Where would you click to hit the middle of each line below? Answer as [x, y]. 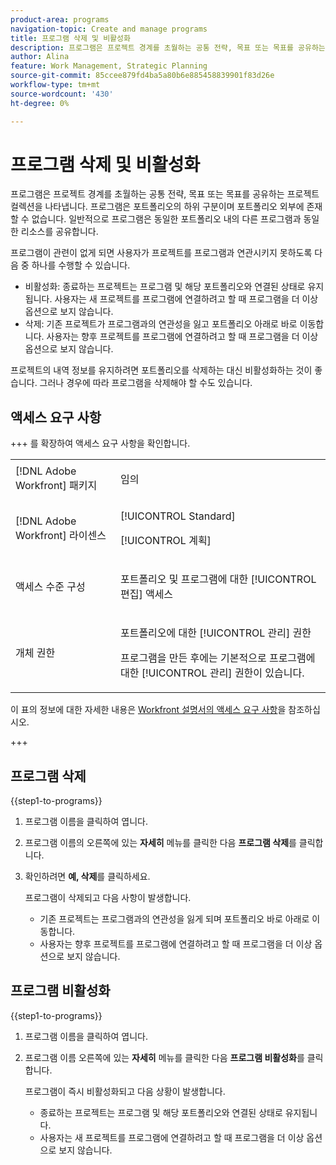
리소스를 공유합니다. [59, 232]
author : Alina [40, 57]
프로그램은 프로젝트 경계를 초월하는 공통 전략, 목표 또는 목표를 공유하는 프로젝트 [165, 194]
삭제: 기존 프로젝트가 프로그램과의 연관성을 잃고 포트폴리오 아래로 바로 [161, 324]
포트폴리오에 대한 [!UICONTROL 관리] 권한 [215, 633]
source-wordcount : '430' [62, 94]
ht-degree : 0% [40, 103]
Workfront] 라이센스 [61, 536]
